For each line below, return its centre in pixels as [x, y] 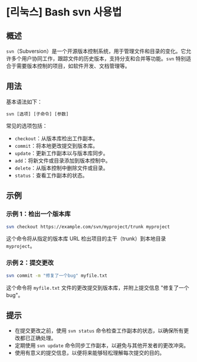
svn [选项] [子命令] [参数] [37, 114]
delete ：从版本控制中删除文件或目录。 [61, 168]
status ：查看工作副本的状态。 [51, 175]
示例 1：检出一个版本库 [38, 214]
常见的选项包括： [27, 125]
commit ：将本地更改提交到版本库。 [56, 146]
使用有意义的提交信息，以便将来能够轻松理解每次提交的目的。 [90, 353]
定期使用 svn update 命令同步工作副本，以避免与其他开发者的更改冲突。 [102, 345]
